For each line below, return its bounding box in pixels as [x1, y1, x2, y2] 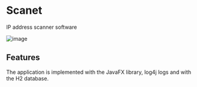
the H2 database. [6, 74, 49, 82]
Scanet [6, 4, 43, 17]
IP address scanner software [6, 23, 77, 31]
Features [6, 52, 40, 63]
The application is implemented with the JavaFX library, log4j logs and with [6, 68, 192, 76]
